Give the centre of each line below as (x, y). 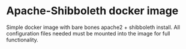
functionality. (22, 40)
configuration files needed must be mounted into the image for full (88, 33)
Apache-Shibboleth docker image (92, 11)
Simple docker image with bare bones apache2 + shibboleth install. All (93, 27)
